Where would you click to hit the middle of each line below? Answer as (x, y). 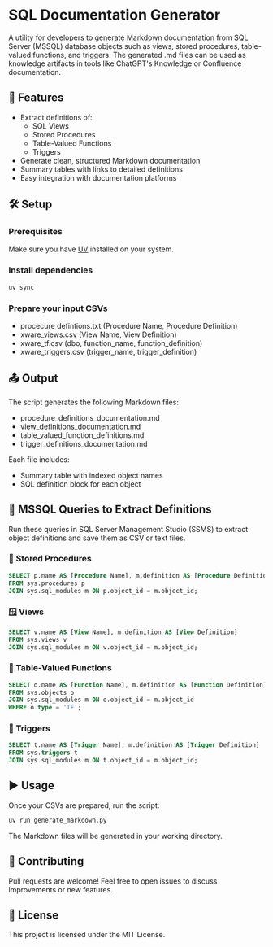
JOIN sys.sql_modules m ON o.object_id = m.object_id (102, 700)
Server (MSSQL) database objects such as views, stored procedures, (124, 46)
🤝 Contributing (46, 861)
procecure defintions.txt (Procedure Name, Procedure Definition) (129, 325)
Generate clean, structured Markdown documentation (110, 160)
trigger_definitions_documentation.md (84, 443)
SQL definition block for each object (80, 484)
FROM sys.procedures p (47, 583)
